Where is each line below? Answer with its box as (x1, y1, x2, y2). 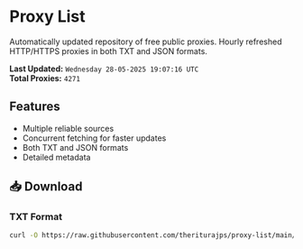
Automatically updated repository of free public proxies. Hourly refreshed (9, 36, 282, 47)
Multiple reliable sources (22, 123, 115, 134)
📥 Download (9, 179, 83, 195)
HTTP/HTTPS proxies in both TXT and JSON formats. (9, 45, 207, 56)
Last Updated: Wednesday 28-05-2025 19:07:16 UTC (9, 63, 199, 74)
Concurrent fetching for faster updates (22, 133, 167, 143)
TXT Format (9, 210, 63, 223)
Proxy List (9, 6, 86, 27)
